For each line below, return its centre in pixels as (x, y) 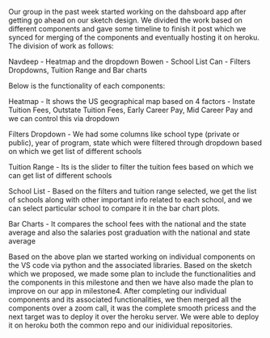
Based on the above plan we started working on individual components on (132, 257)
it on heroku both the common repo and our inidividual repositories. (120, 325)
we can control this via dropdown (64, 119)
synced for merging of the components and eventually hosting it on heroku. (134, 37)
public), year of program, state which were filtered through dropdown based (135, 143)
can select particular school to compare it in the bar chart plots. (114, 208)
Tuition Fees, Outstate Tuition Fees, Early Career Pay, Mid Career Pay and (131, 110)
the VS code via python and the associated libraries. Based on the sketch (130, 265)
